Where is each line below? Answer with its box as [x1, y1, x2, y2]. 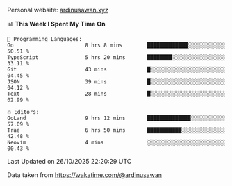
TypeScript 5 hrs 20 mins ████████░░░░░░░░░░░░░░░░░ [7, 54, 226, 61]
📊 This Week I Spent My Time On [7, 20, 106, 28]
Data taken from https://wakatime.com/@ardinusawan [7, 171, 162, 179]
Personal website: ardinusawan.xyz [7, 6, 109, 14]
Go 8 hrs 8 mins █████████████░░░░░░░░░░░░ [7, 42, 226, 49]
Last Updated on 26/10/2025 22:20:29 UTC [7, 158, 132, 165]
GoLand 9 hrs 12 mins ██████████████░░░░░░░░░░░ [7, 115, 226, 121]
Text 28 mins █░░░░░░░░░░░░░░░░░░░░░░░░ [7, 90, 226, 97]
